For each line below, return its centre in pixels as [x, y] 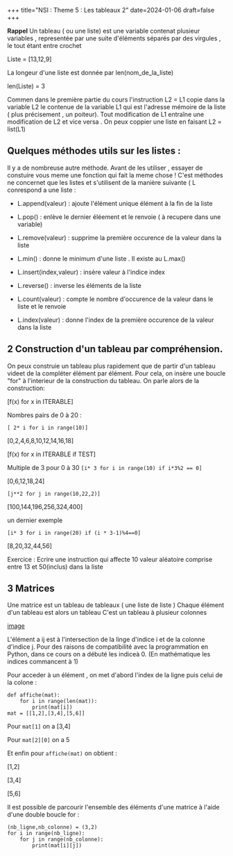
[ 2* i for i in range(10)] [48, 428]
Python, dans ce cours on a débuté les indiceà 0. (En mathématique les [109, 654]
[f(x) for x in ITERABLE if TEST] [51, 454]
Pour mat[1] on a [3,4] [39, 727]
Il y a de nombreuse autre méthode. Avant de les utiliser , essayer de [105, 168]
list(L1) [16, 129]
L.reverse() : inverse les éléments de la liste [79, 285]
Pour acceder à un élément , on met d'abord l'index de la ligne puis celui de [115, 675]
